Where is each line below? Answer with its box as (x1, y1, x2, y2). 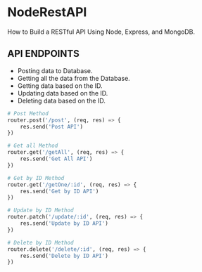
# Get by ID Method (7, 174, 65, 181)
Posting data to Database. (17, 66, 93, 75)
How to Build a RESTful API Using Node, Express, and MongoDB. (7, 27, 196, 36)
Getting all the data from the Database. (17, 74, 130, 82)
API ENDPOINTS (7, 48, 80, 60)
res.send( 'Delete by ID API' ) (20, 252, 109, 259)
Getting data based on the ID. (17, 82, 103, 90)
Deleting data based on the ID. (17, 96, 106, 105)
